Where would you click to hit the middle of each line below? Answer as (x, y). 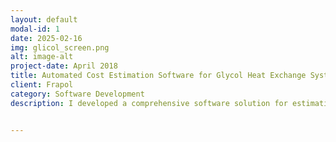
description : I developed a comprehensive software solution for (149, 103)
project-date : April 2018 (64, 66)
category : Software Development (77, 94)
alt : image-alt (42, 57)
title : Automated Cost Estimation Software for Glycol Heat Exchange (158, 76)
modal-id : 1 (35, 29)
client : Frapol (42, 85)
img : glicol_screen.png (60, 47)
